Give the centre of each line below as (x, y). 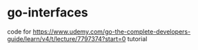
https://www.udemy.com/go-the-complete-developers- (112, 32)
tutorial (137, 38)
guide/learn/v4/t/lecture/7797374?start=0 (67, 38)
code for (19, 32)
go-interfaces (48, 13)
